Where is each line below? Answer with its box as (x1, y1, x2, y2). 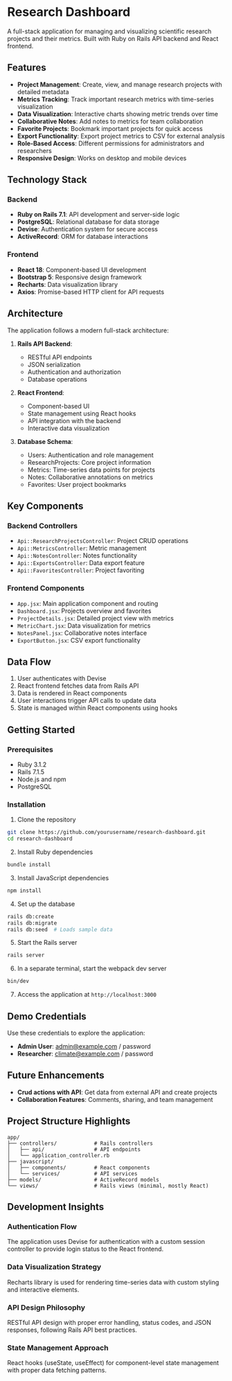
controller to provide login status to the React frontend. (7, 1245, 164, 1254)
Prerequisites (7, 745, 53, 754)
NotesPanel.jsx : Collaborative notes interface (17, 628, 148, 637)
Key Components (7, 500, 84, 512)
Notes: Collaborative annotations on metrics (27, 472, 154, 481)
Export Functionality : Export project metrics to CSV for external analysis (17, 132, 225, 140)
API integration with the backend (27, 416, 121, 425)
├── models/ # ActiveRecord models (7, 1176, 159, 1183)
